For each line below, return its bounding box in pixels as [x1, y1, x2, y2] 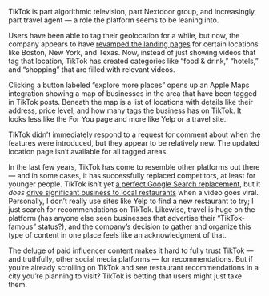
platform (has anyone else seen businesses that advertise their [8, 214, 216, 222]
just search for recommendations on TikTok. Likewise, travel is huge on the [8, 205, 255, 214]
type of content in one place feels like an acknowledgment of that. [8, 230, 227, 239]
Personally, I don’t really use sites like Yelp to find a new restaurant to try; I [8, 196, 254, 206]
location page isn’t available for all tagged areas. [8, 147, 168, 156]
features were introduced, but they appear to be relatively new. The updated [8, 138, 260, 147]
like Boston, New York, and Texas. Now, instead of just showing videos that [8, 48, 256, 57]
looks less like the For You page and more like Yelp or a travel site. [8, 114, 227, 123]
